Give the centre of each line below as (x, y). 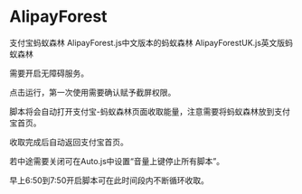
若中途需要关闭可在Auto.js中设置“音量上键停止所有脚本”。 (117, 161)
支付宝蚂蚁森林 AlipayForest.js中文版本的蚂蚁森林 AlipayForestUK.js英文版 (147, 42)
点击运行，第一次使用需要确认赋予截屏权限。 (93, 92)
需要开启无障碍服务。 (49, 73)
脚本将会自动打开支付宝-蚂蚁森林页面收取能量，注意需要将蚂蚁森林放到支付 (150, 111)
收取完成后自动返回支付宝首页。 (69, 142)
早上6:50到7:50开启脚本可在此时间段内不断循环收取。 (109, 180)
